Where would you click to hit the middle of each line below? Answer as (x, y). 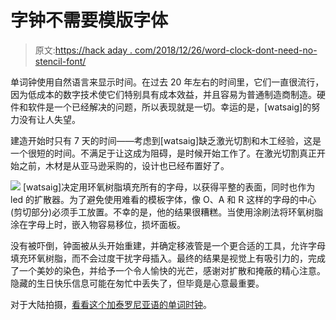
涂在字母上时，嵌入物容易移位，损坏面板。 (98, 224)
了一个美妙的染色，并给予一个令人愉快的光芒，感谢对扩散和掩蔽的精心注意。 (168, 270)
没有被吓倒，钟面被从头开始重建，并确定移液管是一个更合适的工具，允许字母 (168, 245)
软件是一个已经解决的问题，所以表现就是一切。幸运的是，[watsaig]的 (169, 107)
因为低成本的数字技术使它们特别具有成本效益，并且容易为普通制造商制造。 (163, 94)
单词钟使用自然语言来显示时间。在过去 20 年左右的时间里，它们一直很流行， (167, 82)
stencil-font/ (60, 61)
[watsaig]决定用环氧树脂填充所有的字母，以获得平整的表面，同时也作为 (169, 187)
